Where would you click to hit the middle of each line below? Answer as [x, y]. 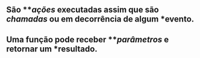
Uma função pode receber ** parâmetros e [88, 39]
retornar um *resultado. [52, 49]
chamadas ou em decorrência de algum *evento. [100, 19]
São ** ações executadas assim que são [83, 10]
